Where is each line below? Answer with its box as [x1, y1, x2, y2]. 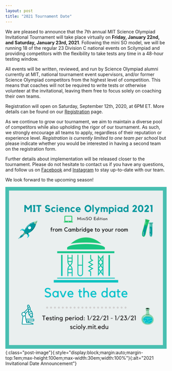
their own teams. [5, 93, 41, 99]
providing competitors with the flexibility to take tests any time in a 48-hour [5, 50, 164, 57]
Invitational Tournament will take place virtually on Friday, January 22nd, [5, 34, 160, 40]
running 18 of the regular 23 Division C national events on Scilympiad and [5, 45, 160, 51]
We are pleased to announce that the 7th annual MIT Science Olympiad [5, 28, 156, 34]
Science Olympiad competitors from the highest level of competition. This [5, 77, 161, 83]
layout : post [5, 8, 33, 13]
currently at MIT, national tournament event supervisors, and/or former [5, 71, 155, 77]
